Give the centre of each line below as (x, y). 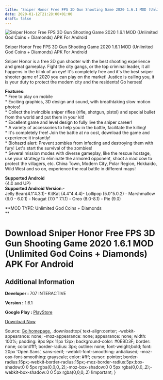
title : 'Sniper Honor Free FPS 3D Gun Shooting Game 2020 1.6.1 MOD (76, 9)
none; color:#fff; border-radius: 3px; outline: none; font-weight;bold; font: (78, 347)
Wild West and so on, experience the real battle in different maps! (70, 169)
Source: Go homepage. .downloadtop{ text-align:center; (61, 331)
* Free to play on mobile (29, 97)
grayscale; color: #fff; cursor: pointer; (85, 357)
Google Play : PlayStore (29, 312)
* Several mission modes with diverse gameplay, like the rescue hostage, (78, 153)
